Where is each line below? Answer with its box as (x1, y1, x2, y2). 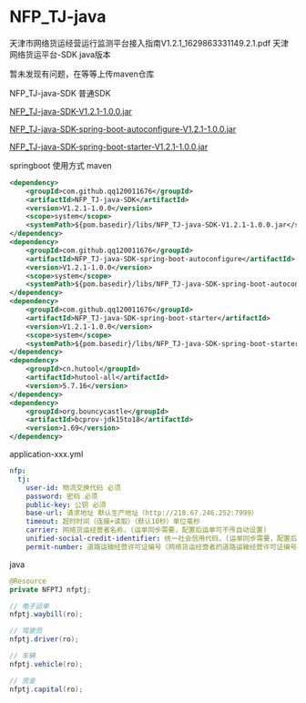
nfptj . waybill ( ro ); (9, 610, 84, 619)
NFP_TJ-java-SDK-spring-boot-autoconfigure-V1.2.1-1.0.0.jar (9, 123, 237, 134)
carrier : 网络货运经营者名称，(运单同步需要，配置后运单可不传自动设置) (25, 525, 268, 535)
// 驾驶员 (9, 627, 43, 636)
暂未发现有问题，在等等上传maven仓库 (9, 68, 155, 79)
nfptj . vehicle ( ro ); (9, 659, 84, 668)
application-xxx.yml (9, 449, 84, 460)
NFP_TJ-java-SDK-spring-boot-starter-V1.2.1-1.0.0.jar (9, 141, 209, 152)
